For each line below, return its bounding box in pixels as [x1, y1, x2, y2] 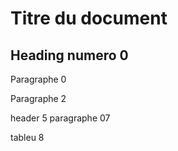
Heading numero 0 [10, 47, 129, 64]
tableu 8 [10, 132, 45, 143]
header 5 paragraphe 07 [10, 112, 111, 124]
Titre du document [10, 7, 168, 30]
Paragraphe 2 [10, 93, 67, 104]
